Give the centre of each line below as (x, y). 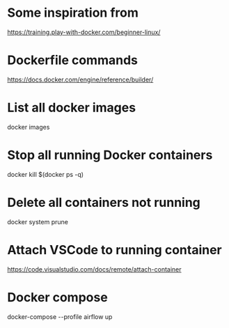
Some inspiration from (73, 13)
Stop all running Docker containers (110, 155)
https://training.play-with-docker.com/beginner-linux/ (84, 32)
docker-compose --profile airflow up (60, 317)
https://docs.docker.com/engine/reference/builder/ (80, 79)
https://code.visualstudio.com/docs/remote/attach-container (95, 269)
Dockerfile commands (72, 60)
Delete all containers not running (104, 202)
